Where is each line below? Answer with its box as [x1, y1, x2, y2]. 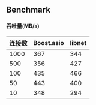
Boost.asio [33, 38, 64, 47]
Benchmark [6, 5, 51, 15]
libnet [70, 38, 87, 47]
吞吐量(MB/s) [6, 22, 40, 29]
